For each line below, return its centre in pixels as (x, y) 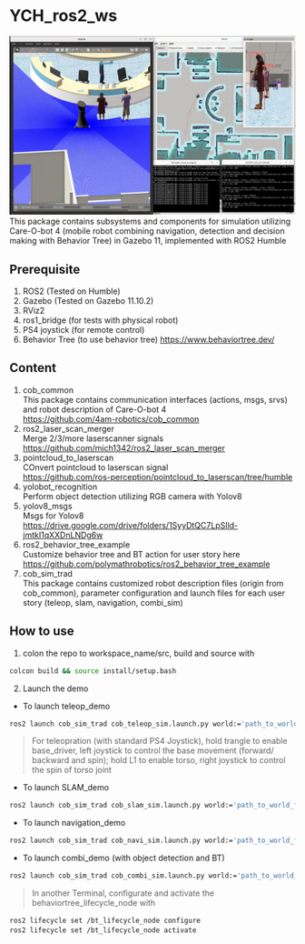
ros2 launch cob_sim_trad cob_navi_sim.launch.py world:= (121, 841)
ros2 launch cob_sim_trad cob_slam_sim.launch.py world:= (121, 806)
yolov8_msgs (47, 506)
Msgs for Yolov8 (53, 516)
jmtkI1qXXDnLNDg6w (63, 535)
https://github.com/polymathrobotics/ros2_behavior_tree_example (146, 564)
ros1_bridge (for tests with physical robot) (100, 320)
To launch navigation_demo (74, 823)
